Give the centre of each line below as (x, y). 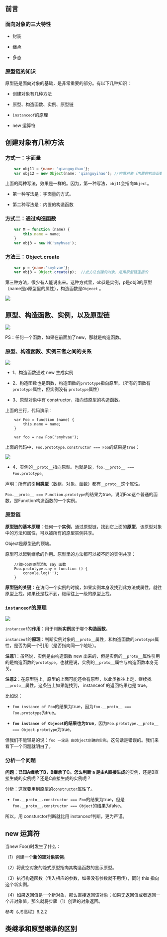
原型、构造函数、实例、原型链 (43, 104)
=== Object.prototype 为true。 (43, 729)
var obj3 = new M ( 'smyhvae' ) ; (45, 243)
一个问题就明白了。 (33, 746)
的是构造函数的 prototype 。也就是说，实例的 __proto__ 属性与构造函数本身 (80, 662)
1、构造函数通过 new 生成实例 (43, 373)
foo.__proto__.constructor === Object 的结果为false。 (68, 806)
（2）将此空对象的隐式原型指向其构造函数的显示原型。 (61, 868)
